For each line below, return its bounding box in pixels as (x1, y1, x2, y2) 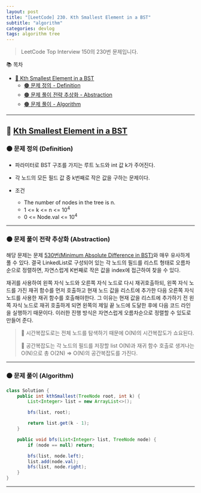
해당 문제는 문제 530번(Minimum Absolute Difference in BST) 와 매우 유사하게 (6, 252, 190, 259)
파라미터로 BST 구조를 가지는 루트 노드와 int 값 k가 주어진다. (14, 161, 156, 168)
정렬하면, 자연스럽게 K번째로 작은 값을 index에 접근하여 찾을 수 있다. (22, 267, 181, 274)
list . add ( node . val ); (28, 458, 79, 464)
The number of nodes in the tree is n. (23, 199, 115, 206)
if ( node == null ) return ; (28, 442, 95, 448)
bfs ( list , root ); (28, 409, 71, 416)
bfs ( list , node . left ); (28, 453, 84, 459)
